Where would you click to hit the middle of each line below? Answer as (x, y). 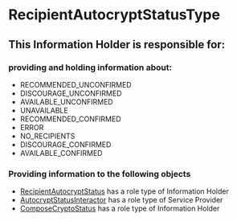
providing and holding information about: (90, 68)
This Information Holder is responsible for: (117, 45)
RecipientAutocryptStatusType (114, 15)
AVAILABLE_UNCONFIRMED (67, 101)
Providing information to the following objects (100, 174)
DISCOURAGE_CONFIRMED (65, 144)
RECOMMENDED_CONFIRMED (70, 119)
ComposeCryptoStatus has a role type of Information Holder (120, 209)
